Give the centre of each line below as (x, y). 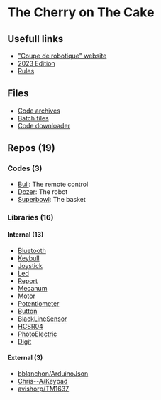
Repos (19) (31, 148)
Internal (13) (26, 235)
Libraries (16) (30, 217)
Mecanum (32, 288)
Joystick (30, 265)
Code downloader (44, 125)
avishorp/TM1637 (43, 389)
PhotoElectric (37, 334)
